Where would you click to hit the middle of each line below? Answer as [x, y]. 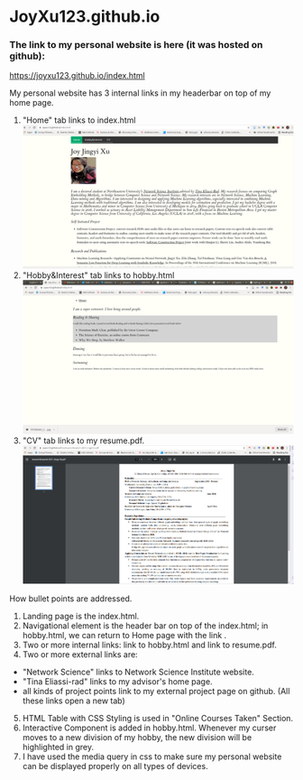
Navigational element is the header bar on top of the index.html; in [145, 626]
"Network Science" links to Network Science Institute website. [138, 672]
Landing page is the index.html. [81, 616]
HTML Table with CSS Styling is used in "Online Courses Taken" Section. [158, 718]
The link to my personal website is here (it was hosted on [136, 45]
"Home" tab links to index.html [79, 120]
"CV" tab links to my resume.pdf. [83, 441]
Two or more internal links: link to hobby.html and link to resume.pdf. [149, 645]
